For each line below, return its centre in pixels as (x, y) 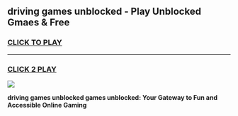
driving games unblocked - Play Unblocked (104, 12)
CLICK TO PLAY (35, 43)
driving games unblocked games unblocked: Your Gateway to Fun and (113, 97)
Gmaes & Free (39, 23)
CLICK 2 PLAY (32, 69)
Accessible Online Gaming (47, 105)
